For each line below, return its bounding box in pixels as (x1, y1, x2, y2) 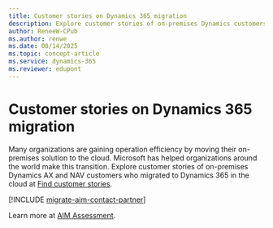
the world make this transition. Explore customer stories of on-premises (8, 161, 249, 171)
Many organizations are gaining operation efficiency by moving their (8, 144, 237, 154)
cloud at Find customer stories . (8, 178, 113, 188)
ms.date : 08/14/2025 (8, 42, 79, 50)
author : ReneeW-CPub (8, 27, 79, 35)
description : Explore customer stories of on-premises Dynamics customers (8, 20, 267, 28)
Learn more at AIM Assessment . (8, 210, 116, 220)
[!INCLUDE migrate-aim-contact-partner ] (8, 195, 146, 204)
